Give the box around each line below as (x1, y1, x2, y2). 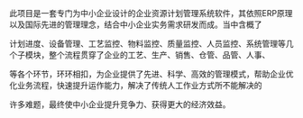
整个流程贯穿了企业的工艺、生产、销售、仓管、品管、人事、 (48, 50, 271, 60)
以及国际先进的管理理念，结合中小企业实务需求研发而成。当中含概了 (9, 19, 262, 30)
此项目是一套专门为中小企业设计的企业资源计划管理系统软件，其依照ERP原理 (9, 8, 293, 18)
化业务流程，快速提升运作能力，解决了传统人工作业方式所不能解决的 (9, 80, 262, 90)
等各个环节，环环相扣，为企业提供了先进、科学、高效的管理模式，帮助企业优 (9, 68, 294, 79)
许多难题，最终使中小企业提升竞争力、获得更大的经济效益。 (9, 99, 231, 110)
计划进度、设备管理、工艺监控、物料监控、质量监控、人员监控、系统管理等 (9, 39, 286, 49)
